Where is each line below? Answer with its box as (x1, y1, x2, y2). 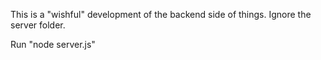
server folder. (10, 19, 66, 31)
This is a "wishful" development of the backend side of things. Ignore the (10, 9, 312, 20)
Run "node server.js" (10, 39, 96, 50)
